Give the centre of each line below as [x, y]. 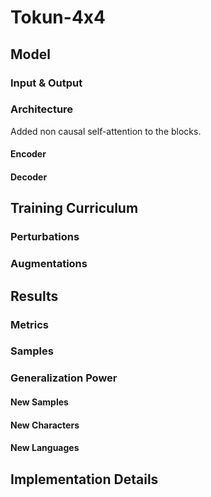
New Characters [45, 425]
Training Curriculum [74, 208]
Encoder [28, 154]
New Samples [39, 402]
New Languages [45, 448]
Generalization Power [64, 378]
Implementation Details [84, 479]
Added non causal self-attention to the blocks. [106, 131]
